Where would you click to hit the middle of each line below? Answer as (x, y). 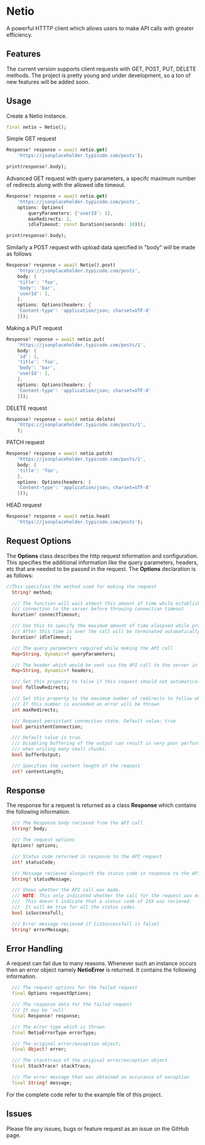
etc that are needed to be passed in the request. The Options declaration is (101, 569)
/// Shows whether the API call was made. (67, 890)
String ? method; (32, 592)
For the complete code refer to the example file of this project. (85, 1094)
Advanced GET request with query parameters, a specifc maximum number (101, 178)
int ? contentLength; (38, 771)
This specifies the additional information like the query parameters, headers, (102, 562)
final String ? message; (42, 1083)
